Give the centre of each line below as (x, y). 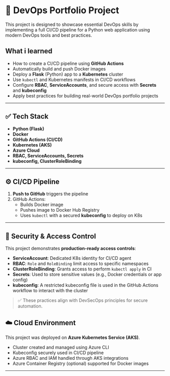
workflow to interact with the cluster (50, 291)
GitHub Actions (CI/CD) (38, 140)
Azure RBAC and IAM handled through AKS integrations (71, 358)
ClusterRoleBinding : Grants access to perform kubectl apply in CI (82, 269)
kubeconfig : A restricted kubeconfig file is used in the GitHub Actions (85, 285)
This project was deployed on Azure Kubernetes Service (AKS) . (73, 337)
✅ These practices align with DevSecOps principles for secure (83, 300)
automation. (30, 306)
